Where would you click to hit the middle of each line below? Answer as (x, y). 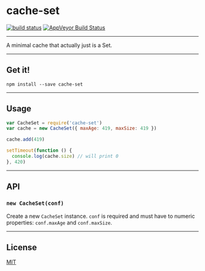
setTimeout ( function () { (39, 150)
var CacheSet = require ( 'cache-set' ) (54, 123)
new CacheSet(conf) (35, 203)
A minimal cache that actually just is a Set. (59, 45)
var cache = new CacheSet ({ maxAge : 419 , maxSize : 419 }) (81, 128)
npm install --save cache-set (45, 84)
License (22, 247)
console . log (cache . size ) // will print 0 (65, 157)
